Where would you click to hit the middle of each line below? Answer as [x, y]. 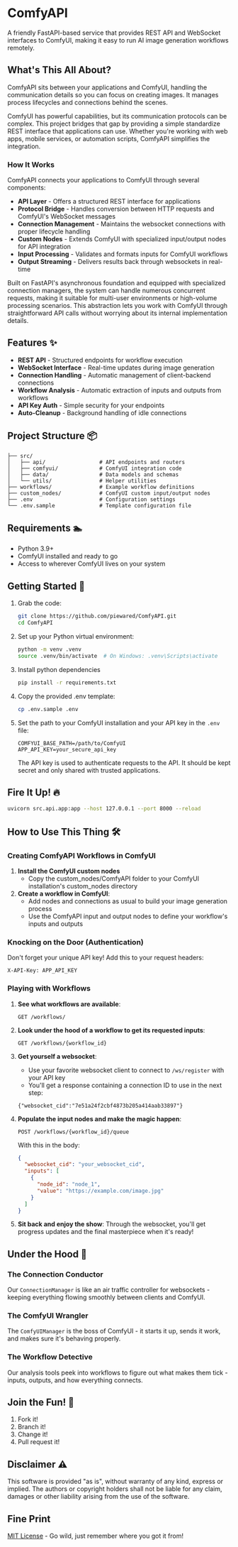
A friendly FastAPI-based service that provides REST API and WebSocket [114, 33]
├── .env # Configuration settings [91, 499]
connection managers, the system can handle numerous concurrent [106, 291]
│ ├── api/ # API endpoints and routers [96, 462]
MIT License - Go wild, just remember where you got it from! [96, 1536]
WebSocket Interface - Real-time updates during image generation [116, 368]
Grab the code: [40, 603]
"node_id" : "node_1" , [68, 1184]
